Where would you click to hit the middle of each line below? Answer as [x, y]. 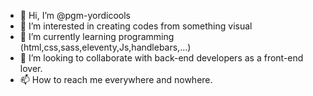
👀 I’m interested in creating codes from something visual [136, 26]
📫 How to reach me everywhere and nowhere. [116, 79]
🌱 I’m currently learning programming [97, 36]
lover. [31, 68]
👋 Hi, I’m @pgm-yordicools [75, 15]
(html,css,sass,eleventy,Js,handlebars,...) [105, 47]
